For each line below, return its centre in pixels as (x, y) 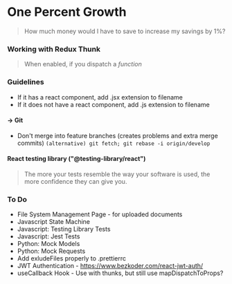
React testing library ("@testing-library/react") (77, 159)
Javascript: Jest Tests (48, 236)
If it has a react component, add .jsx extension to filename (100, 97)
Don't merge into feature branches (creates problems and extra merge (117, 135)
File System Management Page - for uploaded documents (100, 214)
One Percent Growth (67, 12)
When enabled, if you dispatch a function (83, 64)
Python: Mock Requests (51, 251)
